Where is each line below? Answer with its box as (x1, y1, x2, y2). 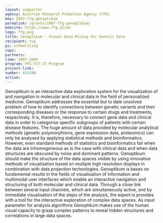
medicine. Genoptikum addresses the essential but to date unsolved (5, 98, 142, 105)
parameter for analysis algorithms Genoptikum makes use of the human (5, 202, 149, 208)
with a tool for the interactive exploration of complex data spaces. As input (5, 197, 155, 203)
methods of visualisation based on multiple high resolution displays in (5, 161, 145, 167)
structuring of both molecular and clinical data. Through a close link (5, 181, 142, 187)
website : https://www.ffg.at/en (5, 25, 71, 30)
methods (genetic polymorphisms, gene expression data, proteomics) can (5, 130, 154, 135)
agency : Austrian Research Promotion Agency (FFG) (5, 12, 110, 17)
